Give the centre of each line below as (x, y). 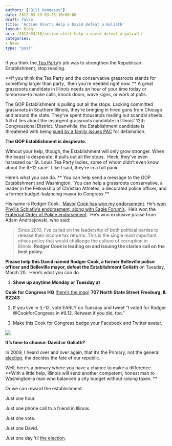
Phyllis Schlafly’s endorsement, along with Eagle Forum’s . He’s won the (81, 209)
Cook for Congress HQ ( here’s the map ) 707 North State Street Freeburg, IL (86, 292)
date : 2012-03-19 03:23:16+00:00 (41, 15)
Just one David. (22, 428)
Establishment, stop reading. (35, 68)
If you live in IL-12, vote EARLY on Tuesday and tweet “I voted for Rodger (89, 307)
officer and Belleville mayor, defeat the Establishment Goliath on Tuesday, (85, 267)
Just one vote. (20, 418)
